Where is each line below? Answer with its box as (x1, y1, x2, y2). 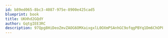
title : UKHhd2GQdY (5, 16, 43, 21)
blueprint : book (5, 12, 39, 17)
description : (5, 26, 32, 31)
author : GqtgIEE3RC (5, 21, 46, 26)
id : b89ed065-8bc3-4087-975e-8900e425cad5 (5, 7, 95, 12)
